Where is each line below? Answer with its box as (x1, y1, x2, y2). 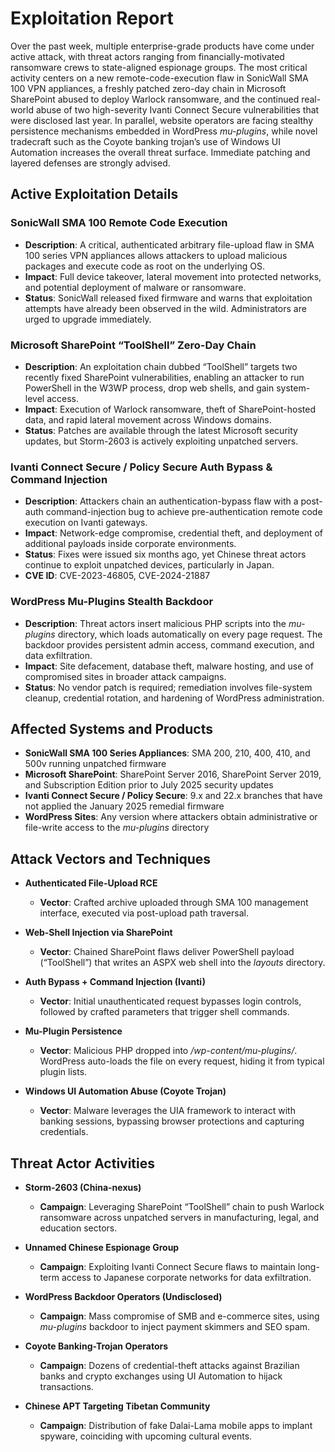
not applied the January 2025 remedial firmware (24, 800, 225, 812)
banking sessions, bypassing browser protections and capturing (39, 1115, 305, 1127)
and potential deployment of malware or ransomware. (24, 281, 247, 293)
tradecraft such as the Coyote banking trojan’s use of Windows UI (10, 135, 281, 147)
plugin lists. (39, 1066, 88, 1078)
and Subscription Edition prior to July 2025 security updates (24, 779, 274, 791)
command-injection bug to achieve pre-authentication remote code (45, 506, 323, 518)
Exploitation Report (10, 7, 174, 30)
